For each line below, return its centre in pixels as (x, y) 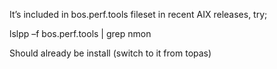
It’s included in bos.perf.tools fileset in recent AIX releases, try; (138, 14)
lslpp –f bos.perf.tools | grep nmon (80, 33)
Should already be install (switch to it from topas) (110, 53)
